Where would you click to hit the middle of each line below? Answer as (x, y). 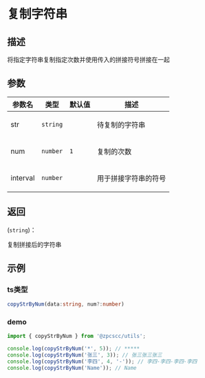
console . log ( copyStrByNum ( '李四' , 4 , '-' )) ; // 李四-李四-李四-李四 (102, 362)
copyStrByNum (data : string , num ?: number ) (66, 304)
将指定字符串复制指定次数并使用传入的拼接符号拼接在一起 (88, 60)
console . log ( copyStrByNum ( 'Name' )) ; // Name (72, 368)
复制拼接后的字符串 (34, 244)
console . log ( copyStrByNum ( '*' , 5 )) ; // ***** (73, 349)
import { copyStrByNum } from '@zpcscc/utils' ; (77, 336)
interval (23, 178)
